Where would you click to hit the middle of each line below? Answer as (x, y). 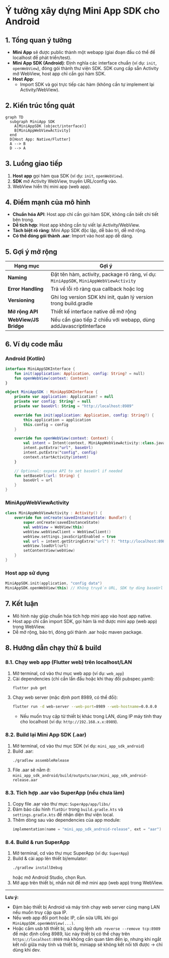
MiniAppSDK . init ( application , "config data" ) (54, 583)
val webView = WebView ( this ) (54, 527)
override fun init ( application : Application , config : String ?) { (84, 415)
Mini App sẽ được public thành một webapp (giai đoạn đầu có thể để (84, 52)
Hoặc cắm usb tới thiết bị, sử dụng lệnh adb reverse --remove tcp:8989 (87, 928)
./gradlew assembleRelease (41, 760)
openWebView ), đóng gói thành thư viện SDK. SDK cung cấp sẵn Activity (86, 68)
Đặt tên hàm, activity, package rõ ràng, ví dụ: (104, 274)
